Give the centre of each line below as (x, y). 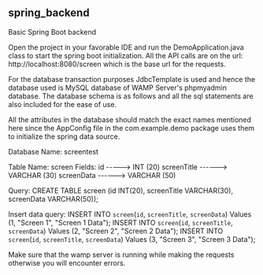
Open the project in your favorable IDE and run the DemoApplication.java (126, 47)
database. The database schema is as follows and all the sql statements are (131, 96)
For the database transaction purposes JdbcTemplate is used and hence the (132, 79)
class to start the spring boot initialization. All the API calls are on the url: (126, 55)
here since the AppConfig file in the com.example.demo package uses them (131, 128)
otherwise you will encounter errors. (67, 262)
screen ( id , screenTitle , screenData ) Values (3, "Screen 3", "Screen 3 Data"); (132, 239)
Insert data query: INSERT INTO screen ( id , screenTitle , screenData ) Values (130, 214)
